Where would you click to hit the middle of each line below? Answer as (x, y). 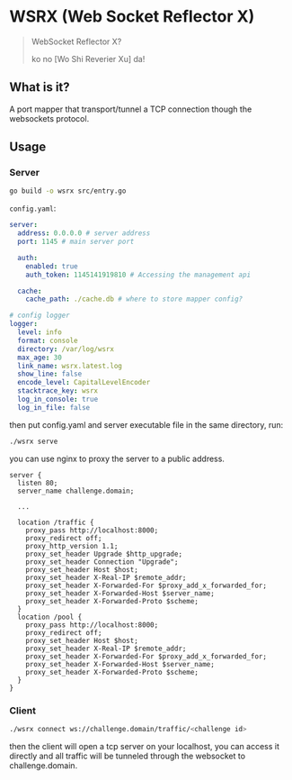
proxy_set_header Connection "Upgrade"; (102, 562)
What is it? (40, 87)
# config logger (40, 316)
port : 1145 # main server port (76, 242)
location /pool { (50, 617)
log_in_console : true (58, 399)
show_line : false (50, 374)
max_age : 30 (40, 358)
